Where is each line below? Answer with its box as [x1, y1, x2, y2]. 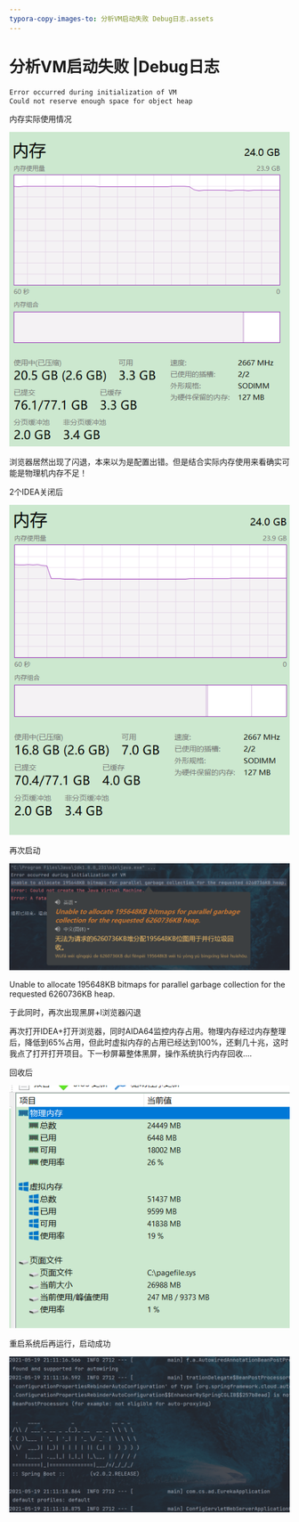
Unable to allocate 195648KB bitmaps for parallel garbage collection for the [9, 980, 286, 990]
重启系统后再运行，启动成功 [9, 1339, 111, 1349]
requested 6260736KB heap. [9, 989, 116, 999]
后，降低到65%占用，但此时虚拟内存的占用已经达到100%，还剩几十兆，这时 [9, 1038, 289, 1048]
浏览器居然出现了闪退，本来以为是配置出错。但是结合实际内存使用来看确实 [9, 456, 282, 467]
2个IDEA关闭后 [9, 486, 64, 497]
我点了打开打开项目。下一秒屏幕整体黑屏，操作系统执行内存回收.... [9, 1048, 253, 1059]
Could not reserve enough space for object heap [9, 96, 193, 106]
